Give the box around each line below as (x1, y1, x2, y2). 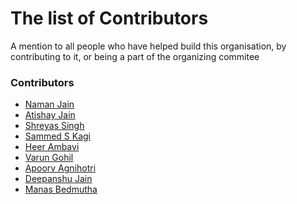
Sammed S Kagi (24, 130, 92, 142)
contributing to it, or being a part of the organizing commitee (10, 50, 260, 62)
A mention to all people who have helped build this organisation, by (10, 40, 287, 52)
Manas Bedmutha (24, 183, 98, 196)
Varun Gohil (24, 152, 74, 164)
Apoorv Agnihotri (24, 162, 97, 174)
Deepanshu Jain (24, 173, 93, 185)
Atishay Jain (24, 109, 76, 121)
